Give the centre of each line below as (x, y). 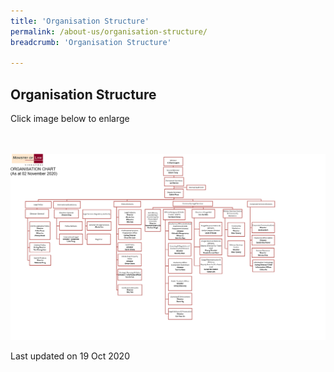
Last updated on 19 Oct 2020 (70, 356)
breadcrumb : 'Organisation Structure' (91, 42)
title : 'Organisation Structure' (80, 21)
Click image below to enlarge (70, 119)
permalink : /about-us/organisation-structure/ (109, 31)
